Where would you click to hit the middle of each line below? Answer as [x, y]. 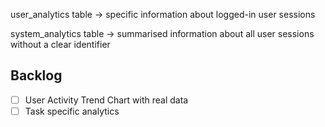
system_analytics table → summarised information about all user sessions [162, 33]
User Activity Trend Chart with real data [106, 100]
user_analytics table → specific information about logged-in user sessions [163, 14]
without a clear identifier [60, 44]
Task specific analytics [72, 111]
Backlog [36, 75]
